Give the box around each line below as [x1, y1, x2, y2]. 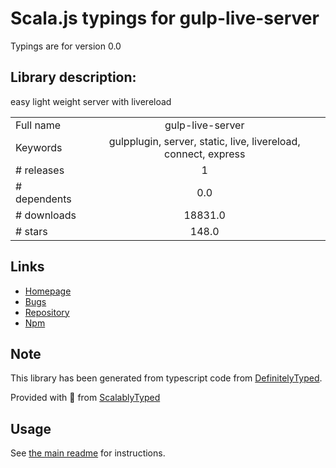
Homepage [24, 285, 72, 297]
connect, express [164, 147, 246, 161]
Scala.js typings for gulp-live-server [10, 7, 320, 30]
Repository [24, 306, 70, 318]
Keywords [15, 140, 63, 154]
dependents [15, 192, 72, 206]
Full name [15, 118, 62, 132]
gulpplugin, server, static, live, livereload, [108, 134, 301, 148]
